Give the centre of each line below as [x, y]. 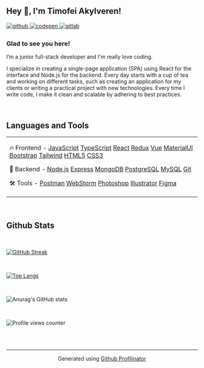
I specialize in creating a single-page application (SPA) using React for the [99, 69]
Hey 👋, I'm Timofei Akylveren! [64, 11]
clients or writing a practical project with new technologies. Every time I [96, 88]
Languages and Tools [48, 125]
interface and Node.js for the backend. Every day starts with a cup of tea [97, 75]
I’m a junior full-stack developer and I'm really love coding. [80, 57]
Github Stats [30, 226]
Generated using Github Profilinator [102, 358]
